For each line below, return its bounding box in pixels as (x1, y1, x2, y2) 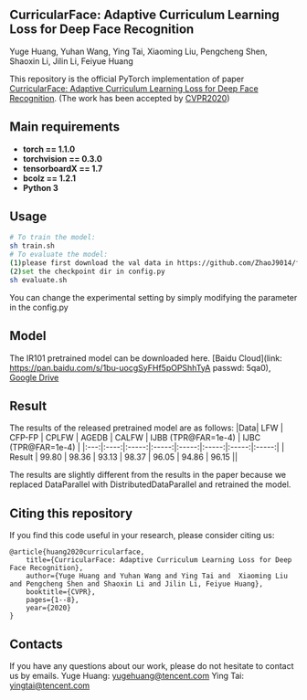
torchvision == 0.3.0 (22, 153, 103, 164)
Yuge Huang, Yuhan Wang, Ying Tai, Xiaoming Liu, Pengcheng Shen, (9, 46, 268, 57)
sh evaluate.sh (9, 275, 68, 284)
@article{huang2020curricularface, (9, 547, 145, 557)
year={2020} (26, 603, 71, 613)
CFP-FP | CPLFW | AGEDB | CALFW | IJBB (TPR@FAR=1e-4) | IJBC (9, 432, 261, 443)
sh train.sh (9, 241, 55, 250)
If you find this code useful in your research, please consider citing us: (9, 530, 275, 541)
